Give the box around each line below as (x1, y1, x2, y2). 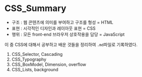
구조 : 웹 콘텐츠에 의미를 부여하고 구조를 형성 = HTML (11, 19, 114, 25)
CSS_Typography (11, 56, 47, 62)
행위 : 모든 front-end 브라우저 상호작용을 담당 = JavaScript (11, 31, 125, 37)
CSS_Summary (4, 3, 67, 14)
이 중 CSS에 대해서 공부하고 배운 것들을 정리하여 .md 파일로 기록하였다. (4, 41, 138, 47)
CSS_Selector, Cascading (11, 51, 63, 57)
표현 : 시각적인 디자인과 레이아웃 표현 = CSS (11, 25, 96, 31)
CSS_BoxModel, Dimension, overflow (11, 61, 87, 67)
